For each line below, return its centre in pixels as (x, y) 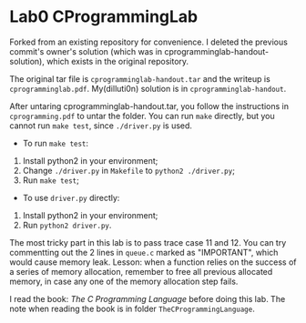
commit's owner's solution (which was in (86, 51)
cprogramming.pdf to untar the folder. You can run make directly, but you (142, 116)
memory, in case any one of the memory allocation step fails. (124, 281)
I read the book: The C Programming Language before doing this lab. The (148, 298)
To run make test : (56, 143)
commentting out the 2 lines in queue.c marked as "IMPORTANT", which (144, 252)
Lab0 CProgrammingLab (104, 17)
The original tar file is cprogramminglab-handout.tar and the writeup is (140, 78)
